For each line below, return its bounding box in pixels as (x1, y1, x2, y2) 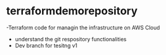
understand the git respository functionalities (14, 35, 127, 42)
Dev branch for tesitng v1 (14, 42, 78, 49)
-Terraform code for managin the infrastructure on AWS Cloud (6, 24, 161, 31)
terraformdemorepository (6, 4, 138, 18)
